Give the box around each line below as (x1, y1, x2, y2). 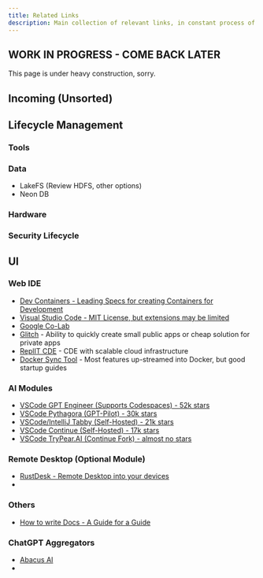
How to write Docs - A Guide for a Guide (19, 517, 151, 527)
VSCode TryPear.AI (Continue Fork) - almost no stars (19, 434, 192, 443)
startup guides (19, 363, 67, 372)
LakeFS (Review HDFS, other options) (19, 181, 143, 191)
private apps (19, 338, 61, 347)
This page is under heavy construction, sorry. (8, 69, 156, 79)
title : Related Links (8, 11, 80, 20)
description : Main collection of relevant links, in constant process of (8, 19, 256, 27)
